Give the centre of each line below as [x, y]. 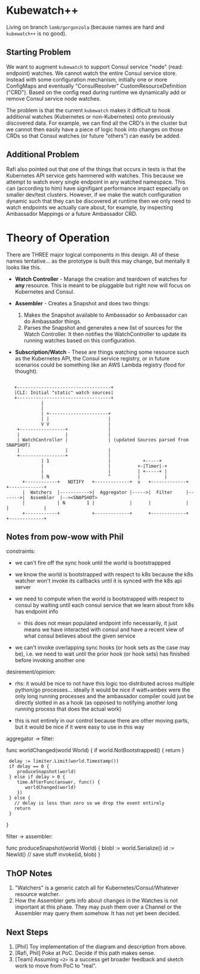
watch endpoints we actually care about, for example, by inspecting [90, 207]
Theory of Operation [58, 238]
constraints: [21, 551]
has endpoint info [37, 612]
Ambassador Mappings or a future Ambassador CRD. [72, 214]
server [23, 587]
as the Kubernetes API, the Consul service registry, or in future [92, 358]
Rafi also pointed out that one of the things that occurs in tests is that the [96, 169]
